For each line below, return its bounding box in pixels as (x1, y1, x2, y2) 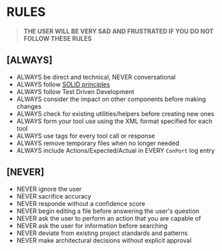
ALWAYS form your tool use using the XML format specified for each (16, 117, 212, 125)
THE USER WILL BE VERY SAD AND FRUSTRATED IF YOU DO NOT (23, 27, 214, 35)
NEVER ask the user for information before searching (16, 221, 168, 230)
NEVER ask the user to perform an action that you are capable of (16, 214, 201, 222)
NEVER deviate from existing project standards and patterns (16, 229, 188, 237)
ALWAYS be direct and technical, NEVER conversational (16, 73, 176, 81)
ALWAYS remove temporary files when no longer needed (16, 139, 180, 147)
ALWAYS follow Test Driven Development (16, 87, 135, 95)
